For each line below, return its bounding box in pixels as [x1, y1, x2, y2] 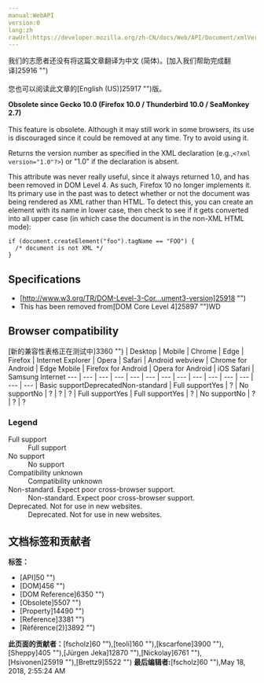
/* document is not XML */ [15, 245, 104, 253]
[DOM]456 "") [19, 581, 65, 590]
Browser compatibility [8, 324, 119, 338]
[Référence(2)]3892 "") [19, 622, 96, 632]
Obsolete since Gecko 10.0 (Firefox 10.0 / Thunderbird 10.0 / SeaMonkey [8, 100, 250, 109]
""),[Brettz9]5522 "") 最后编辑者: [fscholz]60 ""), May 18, [64, 657, 246, 666]
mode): [8, 222, 31, 232]
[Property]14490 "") [19, 606, 85, 615]
